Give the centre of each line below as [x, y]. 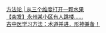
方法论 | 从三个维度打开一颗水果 [45, 9]
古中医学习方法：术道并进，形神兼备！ [53, 24]
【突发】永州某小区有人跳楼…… [45, 16]
